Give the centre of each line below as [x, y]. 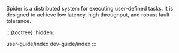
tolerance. [19, 21]
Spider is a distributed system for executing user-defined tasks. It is [90, 9]
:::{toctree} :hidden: [30, 32]
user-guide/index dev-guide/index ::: [51, 44]
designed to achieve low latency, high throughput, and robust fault [88, 15]
